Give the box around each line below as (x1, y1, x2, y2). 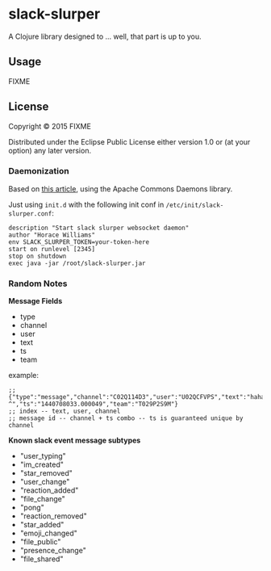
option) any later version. (8, 145, 91, 155)
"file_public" (19, 537, 61, 547)
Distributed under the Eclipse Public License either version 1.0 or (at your (8, 136, 251, 146)
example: (8, 371, 39, 380)
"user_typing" (19, 451, 66, 461)
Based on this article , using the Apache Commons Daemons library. (8, 183, 233, 194)
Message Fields (8, 296, 63, 306)
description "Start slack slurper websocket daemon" (8, 224, 190, 232)
